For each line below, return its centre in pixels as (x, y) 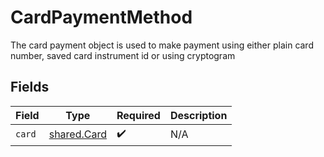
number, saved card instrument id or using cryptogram (123, 55)
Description (198, 115)
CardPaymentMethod (101, 17)
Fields (30, 87)
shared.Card (77, 134)
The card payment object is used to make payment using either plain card (162, 45)
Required (138, 115)
